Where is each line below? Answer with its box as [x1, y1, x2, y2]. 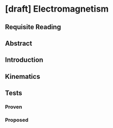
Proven [5, 104, 23, 110]
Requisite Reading [5, 23, 62, 31]
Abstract [5, 39, 32, 47]
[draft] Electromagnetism [5, 3, 109, 15]
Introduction [5, 56, 44, 64]
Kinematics [5, 72, 40, 81]
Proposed [5, 116, 29, 123]
